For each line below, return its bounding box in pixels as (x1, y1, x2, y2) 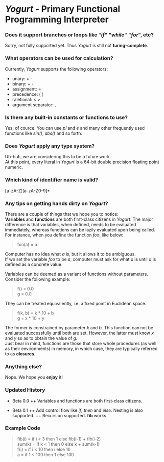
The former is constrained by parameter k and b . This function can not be (5, 324, 153, 330)
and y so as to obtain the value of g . (5, 335, 77, 341)
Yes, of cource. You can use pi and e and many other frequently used (5, 125, 145, 131)
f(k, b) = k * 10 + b (17, 310, 54, 316)
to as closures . (5, 350, 36, 357)
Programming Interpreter (5, 14, 109, 25)
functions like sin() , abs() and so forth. (5, 130, 82, 136)
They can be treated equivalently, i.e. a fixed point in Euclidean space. (5, 300, 147, 306)
